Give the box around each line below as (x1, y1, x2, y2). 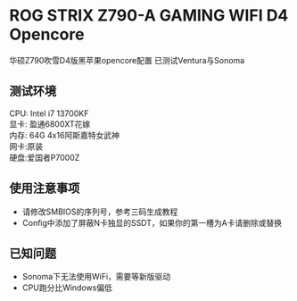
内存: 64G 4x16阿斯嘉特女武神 (9, 130, 120, 140)
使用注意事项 (9, 180, 80, 196)
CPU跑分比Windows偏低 (21, 282, 113, 293)
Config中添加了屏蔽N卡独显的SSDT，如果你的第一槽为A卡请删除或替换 (21, 217, 283, 228)
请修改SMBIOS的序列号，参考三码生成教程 (21, 206, 178, 217)
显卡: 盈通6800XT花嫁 (9, 118, 91, 130)
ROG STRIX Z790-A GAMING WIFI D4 (9, 5, 289, 26)
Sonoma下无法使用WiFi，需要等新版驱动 (21, 272, 171, 282)
